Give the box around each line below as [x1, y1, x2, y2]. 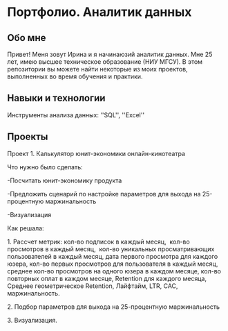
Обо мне [7, 32, 46, 44]
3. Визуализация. [7, 316, 57, 324]
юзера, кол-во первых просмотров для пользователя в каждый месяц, [7, 260, 218, 268]
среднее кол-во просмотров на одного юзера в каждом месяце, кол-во [7, 266, 221, 275]
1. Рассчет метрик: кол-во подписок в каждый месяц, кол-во [7, 237, 190, 246]
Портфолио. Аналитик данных [7, 4, 192, 20]
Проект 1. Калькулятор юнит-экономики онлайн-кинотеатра [7, 149, 185, 158]
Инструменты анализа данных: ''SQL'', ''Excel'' [7, 110, 145, 119]
